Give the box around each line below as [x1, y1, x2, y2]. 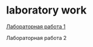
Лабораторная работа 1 [6, 23, 66, 30]
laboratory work [6, 4, 87, 17]
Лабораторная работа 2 [6, 34, 67, 41]
